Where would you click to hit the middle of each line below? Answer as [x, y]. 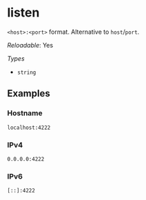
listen [23, 13]
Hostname [25, 113]
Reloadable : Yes [30, 45]
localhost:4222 [29, 128]
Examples [29, 93]
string [27, 72]
